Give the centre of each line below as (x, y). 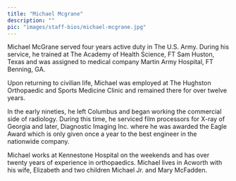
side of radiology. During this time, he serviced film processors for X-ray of (116, 119)
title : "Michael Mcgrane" (45, 14)
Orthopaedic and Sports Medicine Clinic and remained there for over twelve (117, 90)
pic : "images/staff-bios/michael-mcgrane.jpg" (77, 27)
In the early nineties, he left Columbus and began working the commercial (114, 112)
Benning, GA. (26, 69)
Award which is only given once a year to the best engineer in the (102, 134)
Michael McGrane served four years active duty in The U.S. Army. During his (118, 47)
